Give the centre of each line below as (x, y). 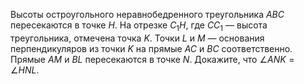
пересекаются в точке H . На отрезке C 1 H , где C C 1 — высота (139, 26)
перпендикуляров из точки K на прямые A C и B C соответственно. (151, 48)
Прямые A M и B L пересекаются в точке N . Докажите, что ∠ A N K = (152, 59)
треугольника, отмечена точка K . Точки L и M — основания (137, 38)
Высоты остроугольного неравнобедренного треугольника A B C (147, 14)
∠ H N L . (25, 70)
